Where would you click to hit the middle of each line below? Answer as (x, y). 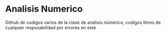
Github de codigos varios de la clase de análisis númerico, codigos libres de (83, 22)
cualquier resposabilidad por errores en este (50, 27)
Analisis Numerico (44, 9)
